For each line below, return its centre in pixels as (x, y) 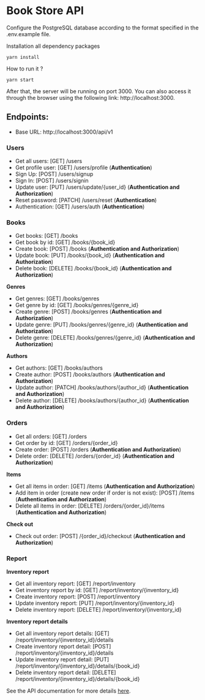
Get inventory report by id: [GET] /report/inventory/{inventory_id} (97, 590)
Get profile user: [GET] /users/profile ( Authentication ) (84, 168)
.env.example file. (28, 34)
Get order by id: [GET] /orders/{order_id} (66, 443)
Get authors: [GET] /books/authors (59, 368)
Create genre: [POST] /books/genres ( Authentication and (88, 312)
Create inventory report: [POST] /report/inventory (78, 596)
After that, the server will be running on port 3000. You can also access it (99, 91)
